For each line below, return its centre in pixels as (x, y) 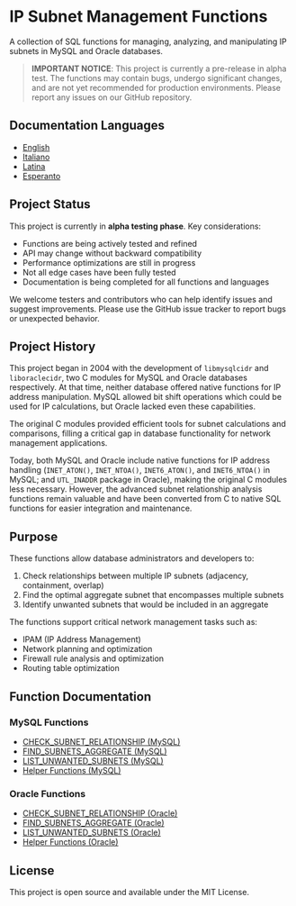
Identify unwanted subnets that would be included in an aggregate (145, 604)
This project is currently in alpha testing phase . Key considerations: (135, 226)
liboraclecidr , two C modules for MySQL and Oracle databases (128, 378)
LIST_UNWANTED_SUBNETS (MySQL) (93, 761)
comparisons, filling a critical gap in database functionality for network (140, 433)
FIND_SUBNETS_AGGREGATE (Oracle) (93, 823)
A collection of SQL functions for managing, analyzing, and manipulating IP (148, 41)
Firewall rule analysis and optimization (93, 658)
